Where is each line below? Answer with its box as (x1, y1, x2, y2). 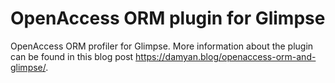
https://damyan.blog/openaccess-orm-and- (135, 50, 317, 62)
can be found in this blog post (10, 50, 134, 62)
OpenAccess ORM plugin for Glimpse (10, 7, 326, 30)
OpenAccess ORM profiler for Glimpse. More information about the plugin (10, 40, 314, 52)
